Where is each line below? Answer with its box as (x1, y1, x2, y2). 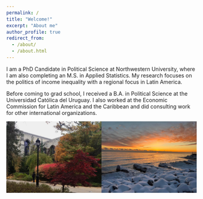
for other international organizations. (6, 109, 97, 116)
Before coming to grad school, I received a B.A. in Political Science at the (6, 90, 188, 97)
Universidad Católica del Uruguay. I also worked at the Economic (6, 96, 168, 103)
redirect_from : (6, 35, 45, 42)
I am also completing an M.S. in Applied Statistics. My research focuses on (6, 71, 192, 79)
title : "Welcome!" (6, 16, 53, 22)
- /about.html (11, 48, 47, 54)
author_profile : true (6, 29, 61, 35)
